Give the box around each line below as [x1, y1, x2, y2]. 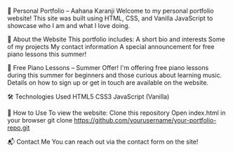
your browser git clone [7, 116, 73, 124]
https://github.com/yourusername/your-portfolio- [74, 116, 217, 124]
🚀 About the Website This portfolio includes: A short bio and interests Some [7, 35, 226, 43]
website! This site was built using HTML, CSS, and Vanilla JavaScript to [7, 14, 213, 22]
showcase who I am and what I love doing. [7, 22, 131, 29]
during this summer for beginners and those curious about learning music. [7, 71, 222, 79]
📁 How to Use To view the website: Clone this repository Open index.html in [7, 109, 226, 117]
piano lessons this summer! [7, 50, 86, 58]
